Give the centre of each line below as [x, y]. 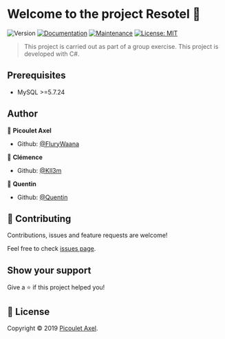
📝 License [29, 312]
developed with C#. [52, 54]
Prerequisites [36, 75]
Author [22, 114]
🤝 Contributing [39, 219]
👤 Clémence [25, 157]
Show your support [49, 270]
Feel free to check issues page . [52, 249]
